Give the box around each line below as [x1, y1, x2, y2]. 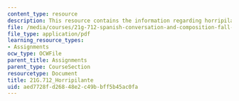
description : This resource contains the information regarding [7, 17, 202, 24]
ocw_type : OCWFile [7, 51, 62, 58]
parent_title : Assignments [7, 57, 87, 64]
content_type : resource [7, 10, 78, 18]
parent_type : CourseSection [7, 63, 91, 70]
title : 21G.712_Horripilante [7, 76, 94, 84]
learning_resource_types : [7, 37, 84, 44]
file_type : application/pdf [7, 30, 91, 38]
